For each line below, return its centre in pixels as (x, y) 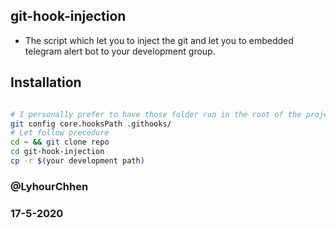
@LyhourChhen (49, 186)
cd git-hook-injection (57, 152)
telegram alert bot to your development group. (120, 51)
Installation (46, 82)
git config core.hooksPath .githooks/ (91, 124)
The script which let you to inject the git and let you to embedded (159, 40)
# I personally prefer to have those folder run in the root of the (156, 114)
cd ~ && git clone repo (60, 142)
